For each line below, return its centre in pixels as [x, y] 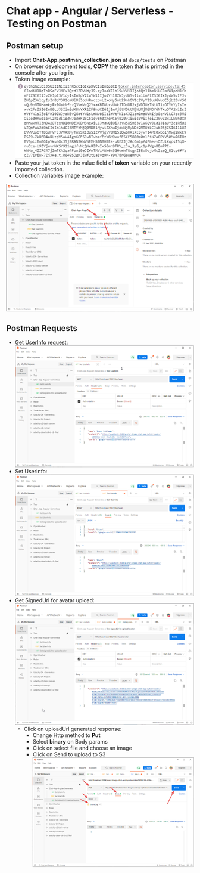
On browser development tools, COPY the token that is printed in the [99, 66]
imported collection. [39, 169]
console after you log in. [44, 72]
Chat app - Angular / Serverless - [90, 11]
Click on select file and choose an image [82, 748]
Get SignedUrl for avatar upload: [54, 600]
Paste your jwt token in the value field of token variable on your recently [103, 163]
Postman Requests [42, 328]
